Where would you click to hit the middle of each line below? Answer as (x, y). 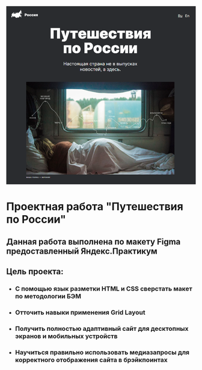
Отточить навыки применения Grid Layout (80, 312)
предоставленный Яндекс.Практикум (82, 251)
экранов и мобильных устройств (66, 336)
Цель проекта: (35, 271)
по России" (36, 220)
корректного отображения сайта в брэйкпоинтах (91, 360)
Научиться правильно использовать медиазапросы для (102, 352)
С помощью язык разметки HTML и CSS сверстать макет (103, 289)
